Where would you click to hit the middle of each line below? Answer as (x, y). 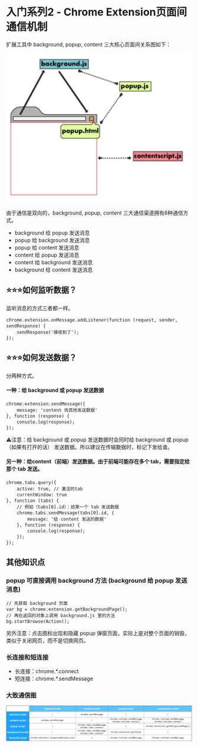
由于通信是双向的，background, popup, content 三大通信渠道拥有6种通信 (95, 213)
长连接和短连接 (27, 657)
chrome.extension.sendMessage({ (46, 404)
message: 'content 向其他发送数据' (57, 410)
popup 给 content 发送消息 (47, 248)
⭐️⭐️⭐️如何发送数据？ (42, 358)
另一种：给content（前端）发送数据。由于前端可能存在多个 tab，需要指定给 (98, 462)
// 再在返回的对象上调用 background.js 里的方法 (61, 615)
